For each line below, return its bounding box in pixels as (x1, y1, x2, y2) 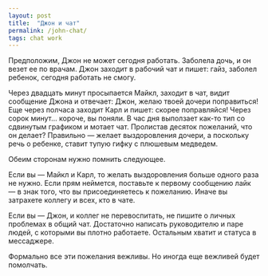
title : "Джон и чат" (8, 19, 81, 27)
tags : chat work (8, 34, 62, 42)
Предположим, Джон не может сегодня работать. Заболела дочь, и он (8, 56, 251, 65)
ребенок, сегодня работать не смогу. (8, 73, 136, 82)
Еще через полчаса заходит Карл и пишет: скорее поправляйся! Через (8, 105, 251, 115)
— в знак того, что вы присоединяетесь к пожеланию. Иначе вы (8, 187, 228, 196)
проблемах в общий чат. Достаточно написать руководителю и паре (8, 219, 244, 229)
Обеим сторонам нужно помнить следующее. (8, 155, 166, 164)
